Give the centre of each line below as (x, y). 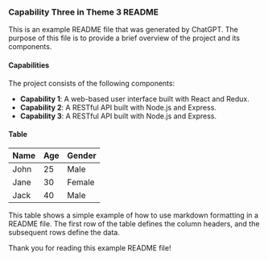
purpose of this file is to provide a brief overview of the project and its (124, 38)
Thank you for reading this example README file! (90, 247)
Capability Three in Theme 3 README (84, 12)
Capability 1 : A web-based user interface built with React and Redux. (134, 98)
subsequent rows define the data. (64, 232)
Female (81, 182)
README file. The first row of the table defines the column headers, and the (134, 223)
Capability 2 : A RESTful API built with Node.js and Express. (118, 107)
